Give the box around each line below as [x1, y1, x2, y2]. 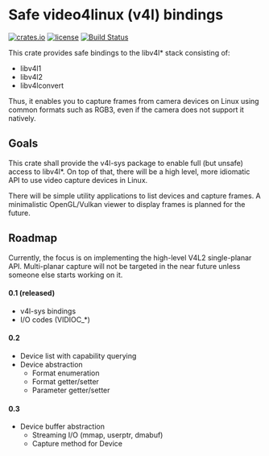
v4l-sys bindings [19, 306, 77, 316]
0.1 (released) [8, 288, 55, 298]
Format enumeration [31, 368, 100, 378]
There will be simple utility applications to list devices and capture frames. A [8, 191, 262, 201]
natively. [8, 113, 36, 122]
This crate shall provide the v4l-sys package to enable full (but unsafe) [8, 158, 244, 168]
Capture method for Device [31, 439, 123, 449]
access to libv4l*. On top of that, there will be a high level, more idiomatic [8, 167, 250, 176]
